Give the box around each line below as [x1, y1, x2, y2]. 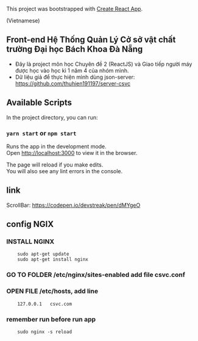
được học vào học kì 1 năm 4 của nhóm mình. [15, 66, 129, 74]
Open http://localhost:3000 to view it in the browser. [6, 149, 138, 156]
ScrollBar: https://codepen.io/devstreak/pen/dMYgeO [6, 201, 141, 209]
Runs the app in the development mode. [6, 143, 107, 150]
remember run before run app [6, 315, 96, 323]
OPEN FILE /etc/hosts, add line [6, 287, 99, 295]
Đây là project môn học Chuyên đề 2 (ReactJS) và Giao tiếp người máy [15, 60, 193, 68]
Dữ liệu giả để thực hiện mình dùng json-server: [15, 73, 135, 81]
